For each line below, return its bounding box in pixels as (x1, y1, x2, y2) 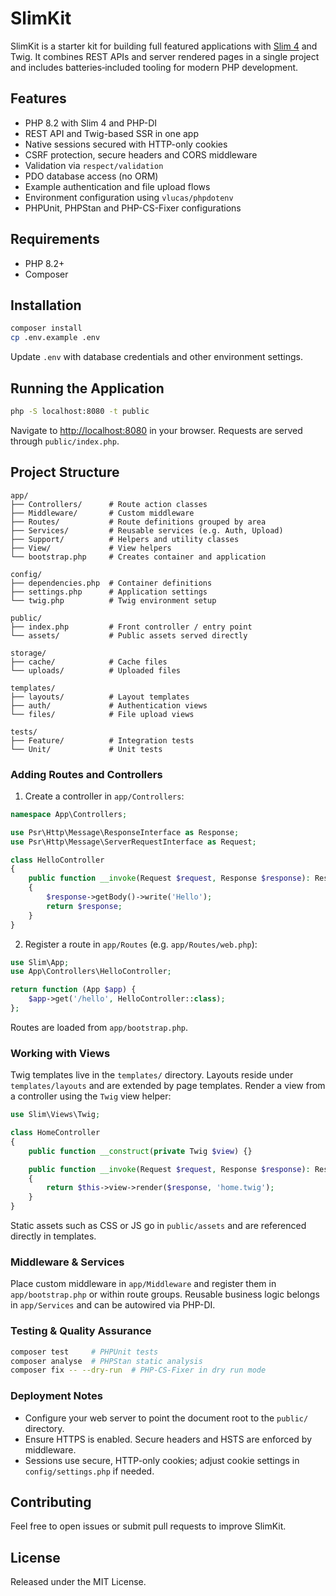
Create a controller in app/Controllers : (24, 790, 185, 802)
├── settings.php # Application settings (10, 587, 208, 597)
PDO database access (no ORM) (24, 170, 159, 182)
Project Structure (10, 464, 120, 481)
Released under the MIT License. (10, 1576, 147, 1588)
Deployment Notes (10, 1389, 103, 1403)
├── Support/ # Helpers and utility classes (10, 534, 240, 544)
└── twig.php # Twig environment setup (10, 595, 217, 606)
